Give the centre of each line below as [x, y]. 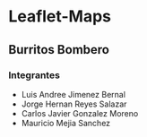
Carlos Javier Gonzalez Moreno [80, 113]
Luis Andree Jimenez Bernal [73, 94]
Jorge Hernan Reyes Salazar [74, 104]
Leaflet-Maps [60, 17]
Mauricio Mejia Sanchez [66, 123]
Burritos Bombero [59, 50]
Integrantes [34, 75]
